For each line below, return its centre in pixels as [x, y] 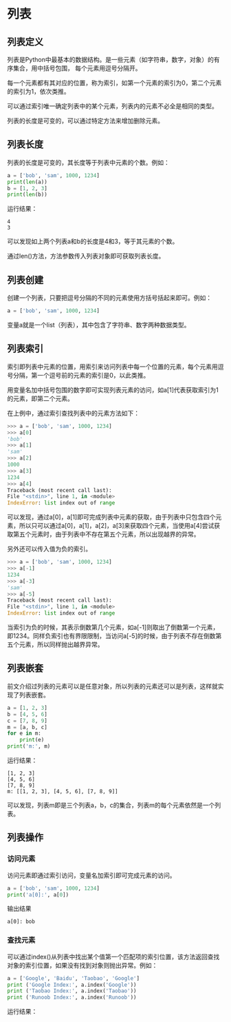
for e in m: [24, 734]
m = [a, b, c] [27, 727]
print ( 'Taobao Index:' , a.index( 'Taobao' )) [72, 991]
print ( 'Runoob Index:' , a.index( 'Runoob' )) [72, 998]
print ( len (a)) [27, 182]
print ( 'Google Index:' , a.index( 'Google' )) [72, 985]
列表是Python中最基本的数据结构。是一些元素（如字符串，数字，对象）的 [111, 60]
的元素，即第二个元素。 [40, 398]
